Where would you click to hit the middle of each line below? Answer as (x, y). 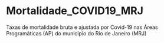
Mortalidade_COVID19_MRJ (75, 11)
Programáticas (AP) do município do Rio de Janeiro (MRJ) (76, 33)
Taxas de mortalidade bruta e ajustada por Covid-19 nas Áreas (82, 27)
